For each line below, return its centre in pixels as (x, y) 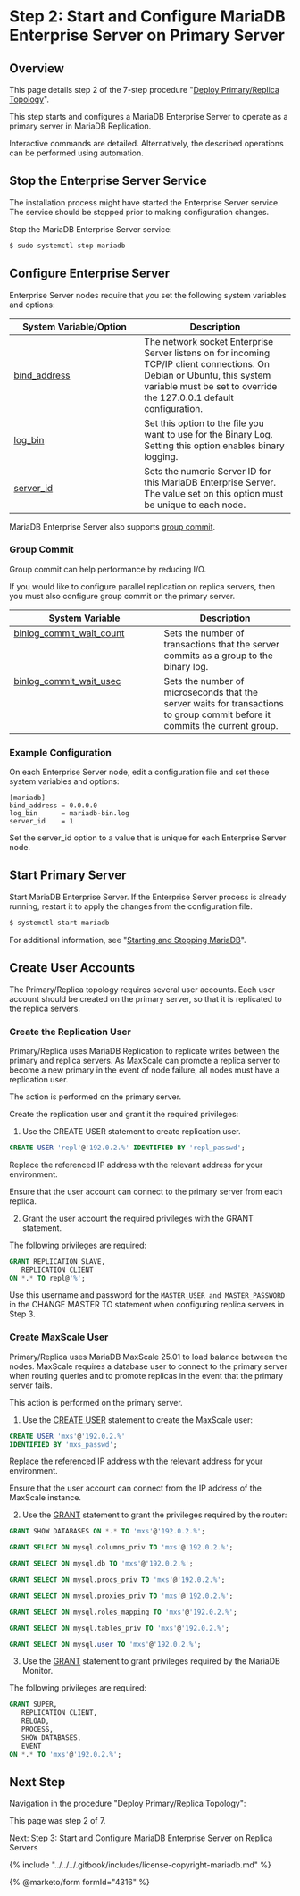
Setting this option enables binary (215, 446)
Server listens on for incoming (207, 353)
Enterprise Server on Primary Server (147, 35)
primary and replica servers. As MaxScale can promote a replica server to (145, 1060)
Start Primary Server (68, 876)
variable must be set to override (211, 386)
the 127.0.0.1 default (189, 397)
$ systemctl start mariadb (59, 923)
